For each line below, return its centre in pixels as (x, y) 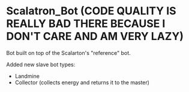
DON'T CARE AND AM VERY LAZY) (95, 36)
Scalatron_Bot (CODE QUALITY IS (91, 11)
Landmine (27, 76)
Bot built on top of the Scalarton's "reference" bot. (68, 53)
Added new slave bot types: (41, 65)
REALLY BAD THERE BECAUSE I (86, 24)
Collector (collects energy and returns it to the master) (82, 82)
